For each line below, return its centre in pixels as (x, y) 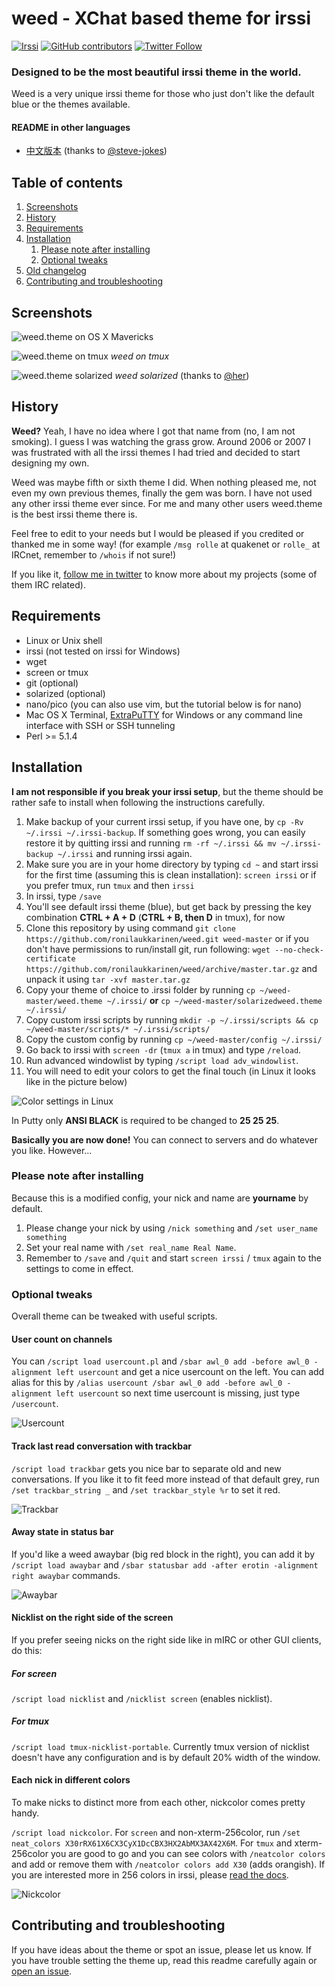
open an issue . (42, 1971)
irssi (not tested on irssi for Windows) (103, 651)
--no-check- (299, 950)
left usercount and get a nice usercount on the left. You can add (190, 1372)
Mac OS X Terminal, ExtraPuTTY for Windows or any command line (164, 714)
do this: (27, 1650)
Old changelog (56, 271)
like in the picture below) (76, 1081)
